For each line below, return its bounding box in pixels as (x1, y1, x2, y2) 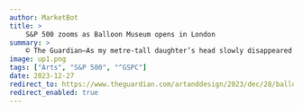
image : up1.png (9, 55, 67, 64)
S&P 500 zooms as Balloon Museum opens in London (25, 30, 216, 38)
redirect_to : (9, 80, 59, 89)
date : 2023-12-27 (9, 72, 75, 81)
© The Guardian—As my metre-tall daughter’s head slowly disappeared (25, 47, 293, 55)
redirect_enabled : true (9, 88, 99, 97)
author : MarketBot (9, 13, 78, 22)
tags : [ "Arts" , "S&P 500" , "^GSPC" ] (9, 64, 147, 73)
